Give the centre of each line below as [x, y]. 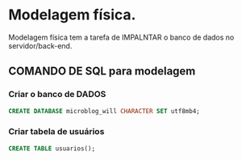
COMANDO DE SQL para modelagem [102, 72]
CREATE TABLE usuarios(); [52, 148]
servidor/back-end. [40, 45]
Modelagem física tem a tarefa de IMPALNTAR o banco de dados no [121, 37]
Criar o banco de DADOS [57, 95]
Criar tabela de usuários [56, 132]
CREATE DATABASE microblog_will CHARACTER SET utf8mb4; [104, 111]
